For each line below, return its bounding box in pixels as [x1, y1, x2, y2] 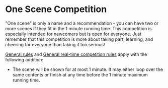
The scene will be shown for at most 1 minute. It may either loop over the [12, 66, 163, 72]
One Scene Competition [5, 4, 107, 15]
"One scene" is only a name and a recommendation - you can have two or [5, 20, 159, 26]
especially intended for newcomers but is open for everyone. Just [5, 31, 142, 37]
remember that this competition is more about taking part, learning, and [5, 36, 153, 42]
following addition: [5, 56, 44, 62]
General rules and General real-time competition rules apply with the [5, 51, 147, 57]
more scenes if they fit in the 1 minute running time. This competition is [5, 25, 152, 31]
